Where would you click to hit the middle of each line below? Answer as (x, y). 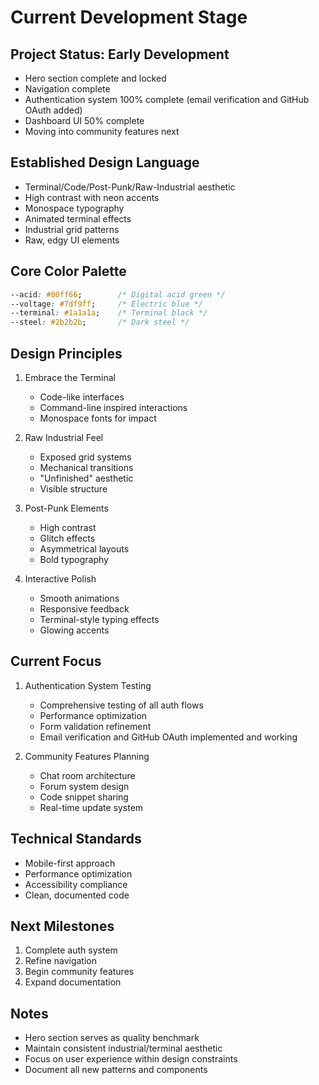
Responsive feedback (84, 608)
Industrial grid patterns (72, 229)
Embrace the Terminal (70, 377)
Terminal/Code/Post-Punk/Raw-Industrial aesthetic (130, 187)
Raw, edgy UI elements (72, 240)
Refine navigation (60, 961)
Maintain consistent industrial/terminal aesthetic (123, 1048)
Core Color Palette (68, 271)
